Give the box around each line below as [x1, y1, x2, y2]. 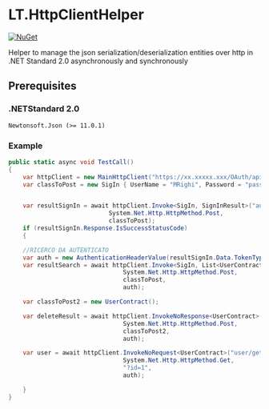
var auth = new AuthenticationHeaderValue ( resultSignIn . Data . [22, 254, 235, 262]
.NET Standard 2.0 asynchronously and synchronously [8, 56, 188, 66]
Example [8, 140, 43, 151]
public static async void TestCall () [8, 158, 134, 166]
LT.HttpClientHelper [8, 6, 144, 24]
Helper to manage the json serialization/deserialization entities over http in [8, 47, 254, 57]
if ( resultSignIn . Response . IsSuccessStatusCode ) [22, 224, 188, 233]
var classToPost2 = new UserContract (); [22, 298, 159, 306]
